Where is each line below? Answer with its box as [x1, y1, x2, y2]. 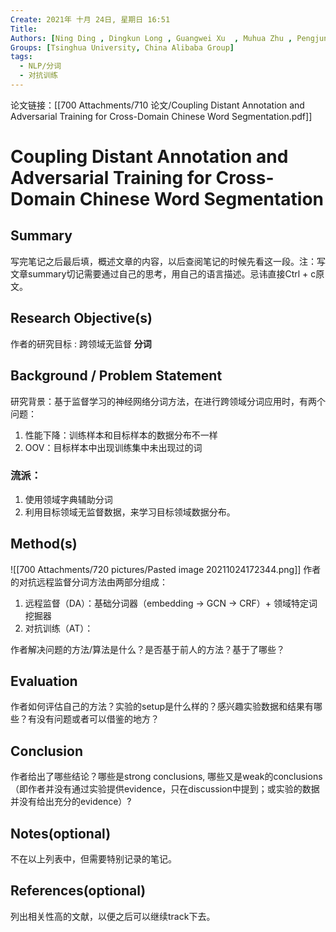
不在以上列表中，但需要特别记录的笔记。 [10, 853, 177, 865]
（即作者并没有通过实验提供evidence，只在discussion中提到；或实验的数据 [10, 783, 320, 795]
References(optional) [10, 882, 147, 900]
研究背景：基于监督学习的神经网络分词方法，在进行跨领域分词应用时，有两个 [10, 395, 326, 407]
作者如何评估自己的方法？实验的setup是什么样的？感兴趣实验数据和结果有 [10, 701, 314, 713]
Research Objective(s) [10, 310, 153, 327]
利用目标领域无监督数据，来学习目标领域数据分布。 [24, 506, 236, 518]
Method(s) [10, 536, 78, 553]
